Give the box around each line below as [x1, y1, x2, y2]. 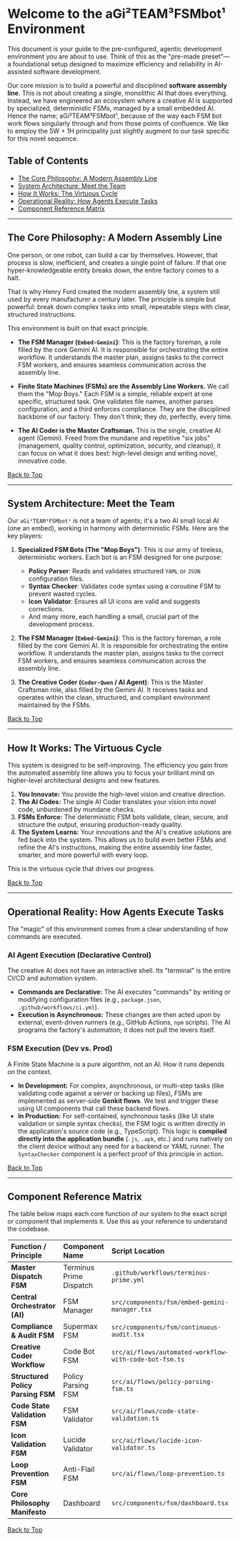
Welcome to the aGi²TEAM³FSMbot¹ [7, 6, 226, 22]
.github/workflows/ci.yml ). [17, 1003, 99, 1012]
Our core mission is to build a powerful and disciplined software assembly [7, 81, 227, 89]
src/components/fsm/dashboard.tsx [111, 1499, 229, 1507]
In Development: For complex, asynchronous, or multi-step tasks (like [17, 1081, 225, 1090]
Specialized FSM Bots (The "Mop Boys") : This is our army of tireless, [17, 546, 224, 554]
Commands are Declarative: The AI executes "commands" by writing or [17, 988, 231, 996]
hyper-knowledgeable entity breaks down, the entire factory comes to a [7, 266, 219, 274]
